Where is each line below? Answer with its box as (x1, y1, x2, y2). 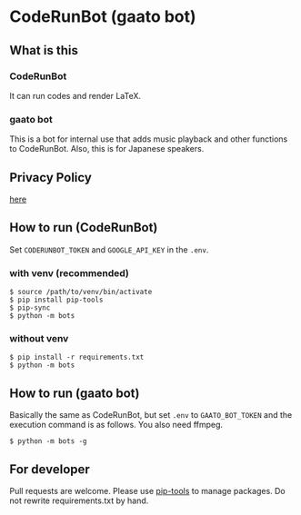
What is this (9, 43, 79, 58)
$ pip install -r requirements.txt (9, 352, 145, 362)
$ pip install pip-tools (9, 295, 104, 305)
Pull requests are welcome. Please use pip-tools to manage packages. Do (9, 486, 286, 497)
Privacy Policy (9, 170, 93, 185)
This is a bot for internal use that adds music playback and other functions (9, 134, 288, 144)
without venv (9, 332, 69, 345)
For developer (9, 461, 91, 477)
